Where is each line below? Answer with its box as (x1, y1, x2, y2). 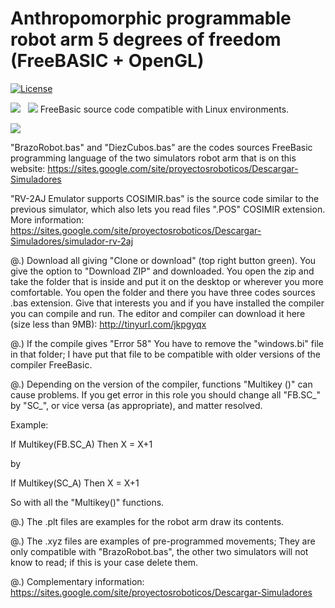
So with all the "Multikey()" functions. (10, 496, 165, 508)
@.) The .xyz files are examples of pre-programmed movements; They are (10, 535, 316, 547)
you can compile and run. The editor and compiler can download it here (10, 307, 306, 319)
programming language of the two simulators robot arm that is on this (10, 152, 297, 164)
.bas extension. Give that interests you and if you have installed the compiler (10, 297, 325, 309)
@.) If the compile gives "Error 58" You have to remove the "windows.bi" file (10, 337, 324, 349)
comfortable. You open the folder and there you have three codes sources (10, 286, 316, 298)
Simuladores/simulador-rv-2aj (10, 235, 134, 247)
